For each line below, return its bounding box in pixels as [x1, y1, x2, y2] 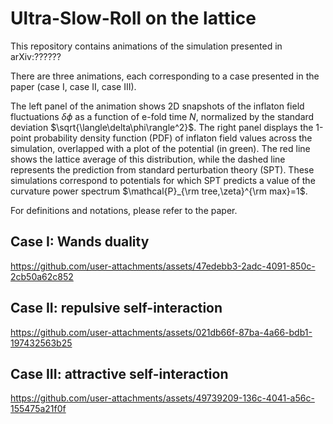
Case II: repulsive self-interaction [10, 300, 223, 317]
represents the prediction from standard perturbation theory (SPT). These [10, 163, 315, 176]
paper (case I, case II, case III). [10, 80, 137, 92]
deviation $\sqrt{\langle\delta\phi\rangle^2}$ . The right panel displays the [10, 121, 314, 133]
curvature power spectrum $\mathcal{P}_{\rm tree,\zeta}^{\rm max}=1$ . [10, 185, 308, 197]
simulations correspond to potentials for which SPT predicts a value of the [10, 174, 316, 186]
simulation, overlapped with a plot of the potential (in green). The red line [10, 142, 311, 154]
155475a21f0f [10, 403, 67, 415]
